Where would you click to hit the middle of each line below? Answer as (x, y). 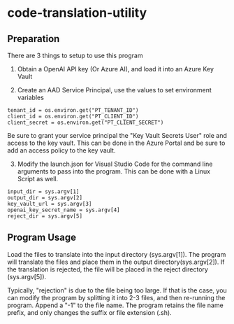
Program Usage (42, 238)
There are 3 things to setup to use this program (75, 55)
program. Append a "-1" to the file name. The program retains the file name (115, 305)
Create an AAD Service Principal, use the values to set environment (114, 90)
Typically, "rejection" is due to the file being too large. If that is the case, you (117, 290)
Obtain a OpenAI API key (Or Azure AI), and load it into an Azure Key (116, 69)
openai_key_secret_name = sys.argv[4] (64, 210)
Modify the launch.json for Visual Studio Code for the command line (115, 164)
